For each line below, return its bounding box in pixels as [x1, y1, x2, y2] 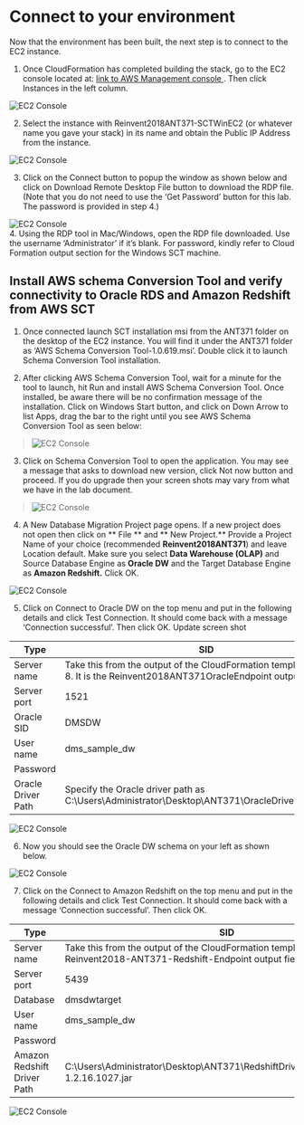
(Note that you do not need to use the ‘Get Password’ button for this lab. [22, 191, 291, 202]
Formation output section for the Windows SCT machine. [9, 247, 222, 258]
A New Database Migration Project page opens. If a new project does [22, 519, 281, 530]
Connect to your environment [9, 6, 235, 27]
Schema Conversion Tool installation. [22, 355, 161, 366]
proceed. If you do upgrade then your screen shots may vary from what [22, 474, 290, 485]
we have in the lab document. [22, 484, 133, 495]
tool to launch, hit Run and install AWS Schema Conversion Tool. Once [22, 382, 285, 393]
